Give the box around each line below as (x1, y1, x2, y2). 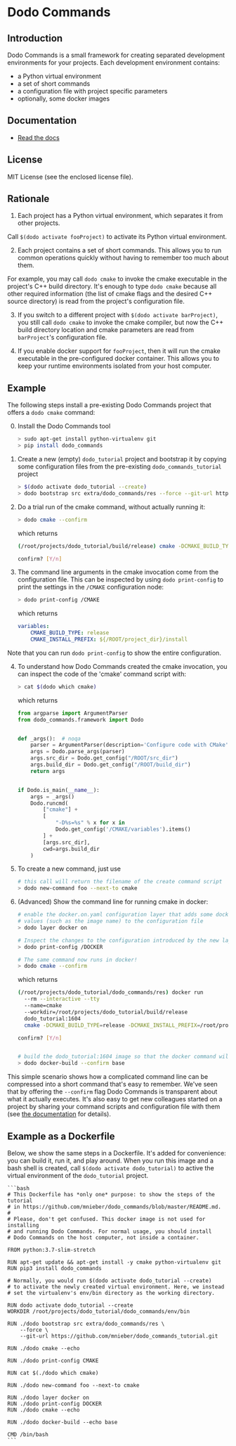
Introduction (7, 32, 63, 44)
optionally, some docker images (17, 94, 110, 103)
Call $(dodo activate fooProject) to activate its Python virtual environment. (7, 233, 227, 241)
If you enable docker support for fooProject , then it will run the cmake (17, 347, 221, 355)
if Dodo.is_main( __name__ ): (17, 786, 100, 793)
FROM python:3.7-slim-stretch (7, 1246, 96, 1253)
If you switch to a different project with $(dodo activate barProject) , (17, 311, 218, 319)
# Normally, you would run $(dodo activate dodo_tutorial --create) (7, 1277, 212, 1284)
